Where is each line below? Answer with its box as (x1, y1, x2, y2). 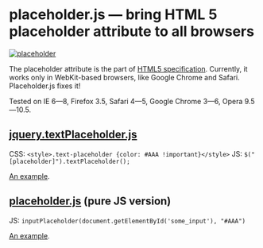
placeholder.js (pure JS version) (9, 195, 172, 208)
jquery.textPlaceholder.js (9, 128, 137, 141)
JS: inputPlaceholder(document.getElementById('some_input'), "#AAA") (9, 215, 246, 225)
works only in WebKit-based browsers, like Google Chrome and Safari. (9, 72, 241, 82)
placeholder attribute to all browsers (9, 22, 255, 41)
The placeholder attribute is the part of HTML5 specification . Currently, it (9, 64, 249, 73)
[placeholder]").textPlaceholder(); (9, 157, 130, 165)
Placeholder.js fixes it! (9, 81, 81, 91)
